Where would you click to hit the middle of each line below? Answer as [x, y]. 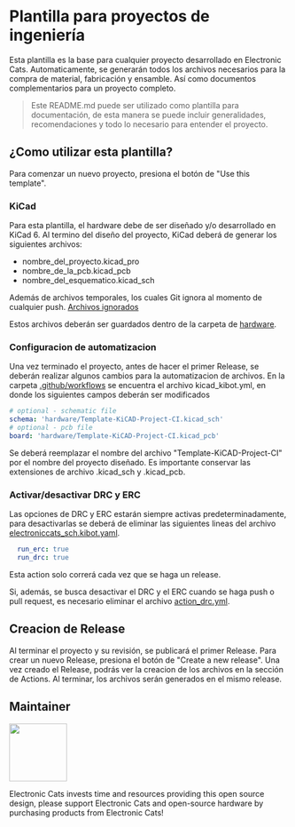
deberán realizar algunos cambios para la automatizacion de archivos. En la [147, 376]
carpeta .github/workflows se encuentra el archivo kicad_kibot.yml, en [138, 386]
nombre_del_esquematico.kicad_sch [88, 281]
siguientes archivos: [46, 244]
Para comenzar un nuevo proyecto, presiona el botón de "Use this [130, 173]
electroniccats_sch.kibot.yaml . [65, 533]
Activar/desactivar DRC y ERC [75, 495]
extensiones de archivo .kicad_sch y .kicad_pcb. [97, 472]
